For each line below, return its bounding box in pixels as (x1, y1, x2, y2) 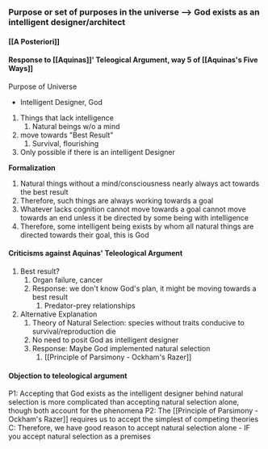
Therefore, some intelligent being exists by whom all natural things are (19, 221, 254, 231)
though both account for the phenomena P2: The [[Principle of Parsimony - (8, 406, 258, 416)
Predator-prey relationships (44, 300, 136, 310)
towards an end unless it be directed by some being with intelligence (19, 212, 249, 222)
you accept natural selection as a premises (8, 431, 151, 442)
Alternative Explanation (19, 309, 98, 319)
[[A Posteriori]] (8, 36, 61, 46)
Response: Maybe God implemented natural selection (31, 343, 211, 353)
